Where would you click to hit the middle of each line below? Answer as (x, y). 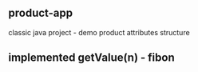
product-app (41, 13)
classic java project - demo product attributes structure (99, 32)
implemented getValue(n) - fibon (91, 58)
